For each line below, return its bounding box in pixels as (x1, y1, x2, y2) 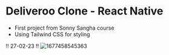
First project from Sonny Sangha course (14, 24, 114, 31)
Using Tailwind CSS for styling (14, 30, 90, 37)
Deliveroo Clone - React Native (5, 4, 164, 18)
